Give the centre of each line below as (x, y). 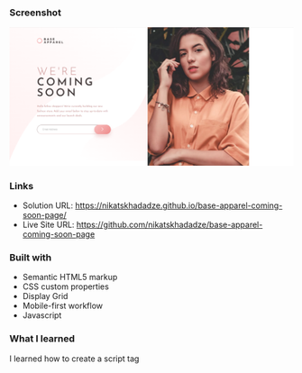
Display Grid (45, 296)
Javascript (42, 315)
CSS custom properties (66, 287)
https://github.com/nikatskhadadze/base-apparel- (169, 225)
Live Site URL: (48, 225)
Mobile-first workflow (63, 306)
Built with (31, 258)
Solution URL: (48, 205)
